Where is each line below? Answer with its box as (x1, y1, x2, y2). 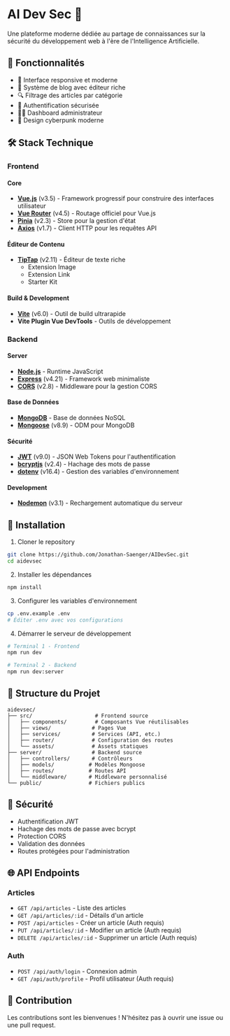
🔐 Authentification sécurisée (17, 101, 99, 109)
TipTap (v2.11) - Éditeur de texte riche (17, 255, 126, 264)
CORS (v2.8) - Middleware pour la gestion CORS (17, 382, 157, 390)
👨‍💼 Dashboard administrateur (17, 108, 103, 117)
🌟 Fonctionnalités (7, 57, 85, 69)
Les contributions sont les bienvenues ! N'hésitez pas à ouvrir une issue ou (7, 1013, 224, 1021)
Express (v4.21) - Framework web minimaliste (17, 374, 150, 383)
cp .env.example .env (7, 610, 71, 617)
